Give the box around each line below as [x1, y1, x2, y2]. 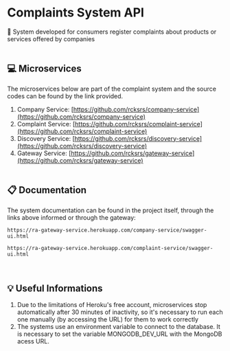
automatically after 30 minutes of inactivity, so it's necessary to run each [16, 308, 223, 317]
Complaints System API [7, 5, 144, 21]
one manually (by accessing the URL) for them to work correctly [16, 315, 199, 324]
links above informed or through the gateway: [7, 213, 136, 221]
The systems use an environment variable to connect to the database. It [16, 323, 221, 331]
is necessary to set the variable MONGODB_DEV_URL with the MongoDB [16, 330, 222, 338]
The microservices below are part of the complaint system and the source [7, 84, 216, 93]
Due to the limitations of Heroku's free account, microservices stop [16, 301, 207, 309]
